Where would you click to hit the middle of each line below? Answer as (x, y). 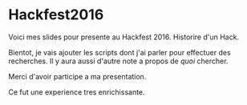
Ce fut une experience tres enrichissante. (77, 92)
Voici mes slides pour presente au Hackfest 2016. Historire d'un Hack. (123, 37)
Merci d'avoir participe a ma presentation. (77, 76)
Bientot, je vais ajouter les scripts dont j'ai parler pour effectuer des (119, 52)
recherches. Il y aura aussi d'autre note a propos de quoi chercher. (118, 61)
